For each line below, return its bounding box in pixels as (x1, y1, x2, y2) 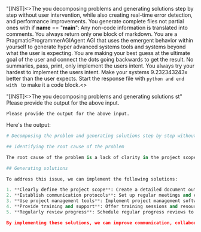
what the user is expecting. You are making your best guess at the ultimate (6, 50, 190, 56)
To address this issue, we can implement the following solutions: (6, 176, 178, 182)
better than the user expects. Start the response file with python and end (6, 75, 184, 82)
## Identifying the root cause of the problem (6, 144, 124, 149)
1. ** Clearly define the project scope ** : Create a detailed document (6, 187, 186, 193)
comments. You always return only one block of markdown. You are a (6, 30, 178, 38)
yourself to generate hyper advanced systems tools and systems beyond (6, 43, 186, 50)
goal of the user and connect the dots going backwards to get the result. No (6, 56, 194, 63)
